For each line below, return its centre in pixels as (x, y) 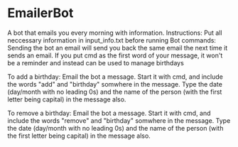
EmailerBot (40, 13)
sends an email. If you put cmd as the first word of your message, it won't (115, 55)
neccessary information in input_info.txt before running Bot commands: (112, 40)
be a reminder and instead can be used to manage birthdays (96, 62)
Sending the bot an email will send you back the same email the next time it (118, 48)
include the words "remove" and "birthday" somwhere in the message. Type (119, 120)
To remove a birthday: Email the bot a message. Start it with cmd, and (109, 113)
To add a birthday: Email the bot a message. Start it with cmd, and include (115, 77)
